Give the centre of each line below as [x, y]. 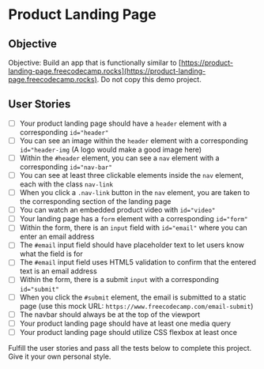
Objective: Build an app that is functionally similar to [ [95, 62]
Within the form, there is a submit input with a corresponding [119, 280]
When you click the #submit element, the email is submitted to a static [133, 297]
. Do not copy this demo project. [149, 79]
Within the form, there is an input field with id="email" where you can [133, 228]
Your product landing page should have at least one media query [125, 323]
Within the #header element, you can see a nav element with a [119, 158]
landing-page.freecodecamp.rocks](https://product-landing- [107, 71]
